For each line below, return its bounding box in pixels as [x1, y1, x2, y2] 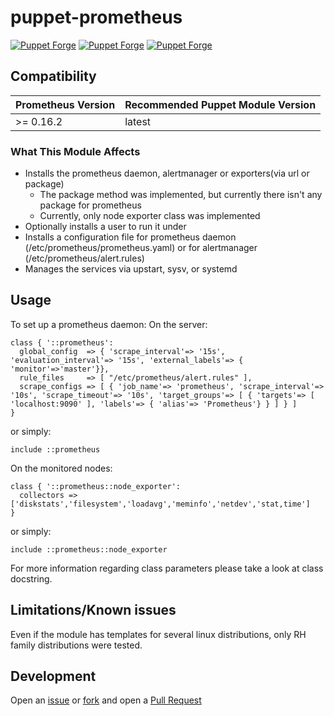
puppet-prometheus [10, 6, 183, 29]
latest [124, 114, 152, 128]
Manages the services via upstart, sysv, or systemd [24, 263, 238, 275]
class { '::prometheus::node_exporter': [10, 481, 182, 491]
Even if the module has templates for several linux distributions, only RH [10, 628, 307, 640]
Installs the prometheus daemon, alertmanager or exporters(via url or [24, 167, 310, 180]
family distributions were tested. [10, 639, 143, 651]
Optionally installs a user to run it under [24, 221, 187, 233]
